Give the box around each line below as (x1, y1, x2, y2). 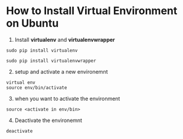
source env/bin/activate (6, 84, 67, 91)
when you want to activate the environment (14, 95, 120, 102)
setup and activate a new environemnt (14, 68, 108, 75)
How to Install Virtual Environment (6, 4, 178, 18)
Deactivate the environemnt (14, 117, 83, 124)
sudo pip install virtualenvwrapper (6, 58, 96, 64)
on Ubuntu (6, 16, 59, 30)
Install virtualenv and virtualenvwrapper (14, 36, 115, 43)
